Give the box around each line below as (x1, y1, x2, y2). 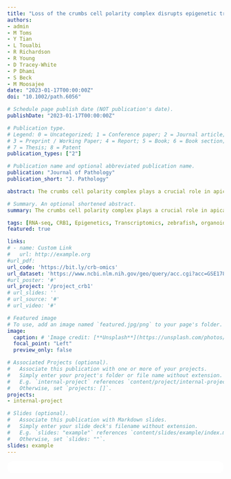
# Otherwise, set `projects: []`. (7, 385, 112, 391)
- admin (7, 23, 30, 30)
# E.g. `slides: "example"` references (7, 429, 128, 436)
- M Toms (7, 29, 32, 37)
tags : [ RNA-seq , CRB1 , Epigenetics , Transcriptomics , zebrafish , (7, 219, 198, 226)
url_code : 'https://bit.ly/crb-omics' (7, 263, 118, 271)
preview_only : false (13, 347, 72, 354)
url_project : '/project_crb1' (7, 283, 94, 290)
